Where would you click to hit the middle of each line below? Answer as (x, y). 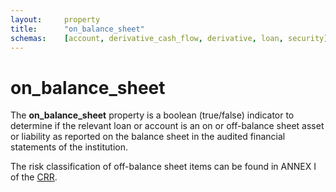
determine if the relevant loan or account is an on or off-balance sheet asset (167, 126)
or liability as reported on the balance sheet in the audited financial (148, 137)
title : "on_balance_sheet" (77, 29)
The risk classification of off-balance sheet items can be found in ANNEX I (163, 167)
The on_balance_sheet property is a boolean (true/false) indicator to (152, 115)
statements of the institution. (69, 147)
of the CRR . (34, 177)
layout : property (55, 19)
